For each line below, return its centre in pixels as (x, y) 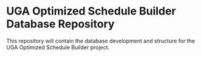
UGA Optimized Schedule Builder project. (58, 47)
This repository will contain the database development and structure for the (101, 41)
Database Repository (60, 24)
